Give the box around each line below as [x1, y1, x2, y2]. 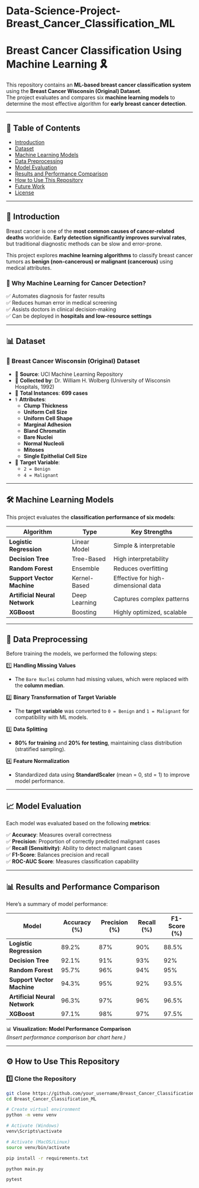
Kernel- [72, 574, 94, 582]
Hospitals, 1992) [14, 383, 54, 390]
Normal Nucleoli [23, 440, 65, 447]
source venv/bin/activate [6, 1144, 70, 1151]
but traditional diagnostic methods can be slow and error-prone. [6, 240, 163, 247]
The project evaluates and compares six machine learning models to [6, 94, 175, 101]
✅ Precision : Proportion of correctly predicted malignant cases [6, 838, 161, 845]
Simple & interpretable [113, 541, 176, 550]
